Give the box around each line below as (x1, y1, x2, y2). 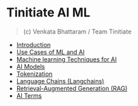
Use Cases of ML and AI (16, 48, 85, 56)
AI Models (16, 62, 45, 70)
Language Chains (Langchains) (16, 77, 105, 85)
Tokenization (16, 70, 53, 78)
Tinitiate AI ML (6, 5, 90, 21)
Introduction (16, 40, 51, 49)
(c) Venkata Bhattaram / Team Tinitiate (23, 27, 132, 36)
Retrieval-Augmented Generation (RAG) (16, 84, 128, 92)
